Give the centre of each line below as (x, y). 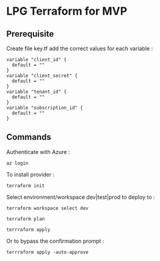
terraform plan (26, 219)
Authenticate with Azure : (38, 152)
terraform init (26, 186)
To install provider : (31, 174)
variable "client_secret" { (42, 76)
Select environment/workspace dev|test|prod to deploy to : (81, 197)
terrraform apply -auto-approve (47, 252)
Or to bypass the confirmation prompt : (55, 241)
